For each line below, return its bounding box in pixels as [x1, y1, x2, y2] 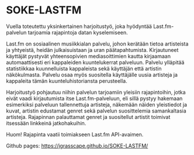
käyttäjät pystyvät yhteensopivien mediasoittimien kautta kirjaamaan [6, 52, 171, 59]
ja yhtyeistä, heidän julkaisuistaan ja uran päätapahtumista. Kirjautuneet [6, 46, 179, 53]
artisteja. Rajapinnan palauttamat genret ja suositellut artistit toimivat [6, 113, 171, 120]
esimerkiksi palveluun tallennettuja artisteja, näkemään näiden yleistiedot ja [6, 101, 188, 108]
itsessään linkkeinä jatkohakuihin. [6, 119, 86, 126]
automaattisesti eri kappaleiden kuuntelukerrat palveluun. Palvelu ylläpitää [6, 59, 185, 66]
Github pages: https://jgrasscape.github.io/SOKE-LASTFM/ [6, 142, 148, 149]
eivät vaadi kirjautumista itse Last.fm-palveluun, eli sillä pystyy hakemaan [6, 94, 183, 102]
